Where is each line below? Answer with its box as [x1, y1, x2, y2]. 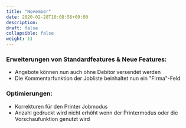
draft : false [6, 25, 38, 31]
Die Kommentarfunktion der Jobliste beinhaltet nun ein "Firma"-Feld [14, 75, 181, 82]
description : [6, 19, 38, 25]
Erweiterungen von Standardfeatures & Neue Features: [6, 55, 167, 63]
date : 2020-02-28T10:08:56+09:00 [6, 14, 89, 20]
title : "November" [6, 8, 51, 15]
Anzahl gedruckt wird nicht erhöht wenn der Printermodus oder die [14, 109, 178, 116]
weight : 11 [6, 36, 33, 42]
